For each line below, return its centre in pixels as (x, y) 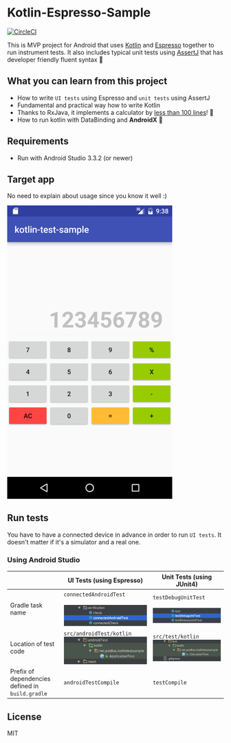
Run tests (28, 518)
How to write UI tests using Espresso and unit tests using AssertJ (113, 98)
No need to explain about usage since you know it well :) (87, 196)
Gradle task (26, 605)
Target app (31, 179)
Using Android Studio (44, 559)
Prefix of (22, 671)
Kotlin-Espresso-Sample (79, 13)
